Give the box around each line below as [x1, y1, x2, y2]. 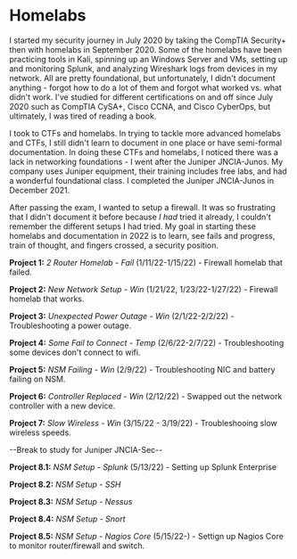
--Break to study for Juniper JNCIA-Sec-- [9, 444, 163, 455]
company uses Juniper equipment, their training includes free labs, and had [9, 166, 287, 177]
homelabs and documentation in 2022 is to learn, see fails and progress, [9, 230, 276, 241]
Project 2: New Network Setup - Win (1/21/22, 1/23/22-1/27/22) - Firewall [9, 284, 278, 294]
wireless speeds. [9, 427, 71, 438]
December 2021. [9, 185, 70, 195]
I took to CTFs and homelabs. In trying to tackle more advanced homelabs [9, 127, 281, 138]
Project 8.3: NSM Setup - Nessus [9, 496, 133, 506]
